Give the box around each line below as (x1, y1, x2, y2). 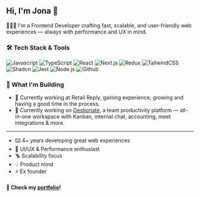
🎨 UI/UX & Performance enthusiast (14, 146, 100, 153)
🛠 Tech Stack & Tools (6, 43, 70, 51)
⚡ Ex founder (14, 168, 47, 175)
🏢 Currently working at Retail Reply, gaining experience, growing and (14, 94, 183, 101)
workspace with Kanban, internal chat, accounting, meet (32, 113, 171, 120)
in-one (14, 113, 32, 120)
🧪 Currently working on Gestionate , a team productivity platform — (14, 107, 179, 114)
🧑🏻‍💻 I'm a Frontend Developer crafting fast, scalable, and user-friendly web (6, 21, 192, 29)
